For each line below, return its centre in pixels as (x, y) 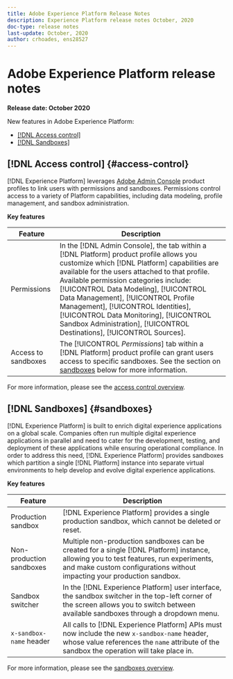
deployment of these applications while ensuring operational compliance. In (115, 448)
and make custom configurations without (129, 567)
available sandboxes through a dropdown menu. (141, 613)
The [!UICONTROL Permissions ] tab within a (131, 344)
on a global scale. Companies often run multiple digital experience (102, 433)
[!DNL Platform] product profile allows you (128, 254)
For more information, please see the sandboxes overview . (91, 668)
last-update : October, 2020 (48, 33)
